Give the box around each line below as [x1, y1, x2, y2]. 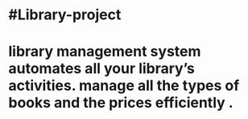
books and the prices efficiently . [8, 94, 234, 112]
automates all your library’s [8, 59, 195, 78]
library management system [8, 43, 201, 61]
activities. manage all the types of [8, 76, 240, 95]
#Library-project [8, 6, 122, 24]
